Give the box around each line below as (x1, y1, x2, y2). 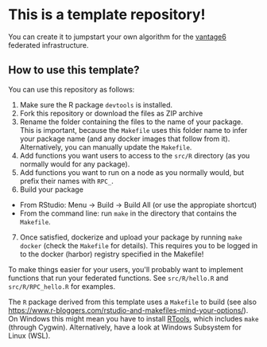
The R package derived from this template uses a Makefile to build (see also (8, 297, 257, 306)
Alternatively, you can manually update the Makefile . (19, 142, 192, 152)
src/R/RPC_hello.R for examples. (8, 281, 116, 291)
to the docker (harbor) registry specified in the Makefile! (19, 249, 204, 259)
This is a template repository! (8, 6, 206, 24)
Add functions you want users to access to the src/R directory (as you (19, 150, 250, 160)
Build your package (19, 185, 83, 194)
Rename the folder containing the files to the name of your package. (19, 117, 244, 127)
